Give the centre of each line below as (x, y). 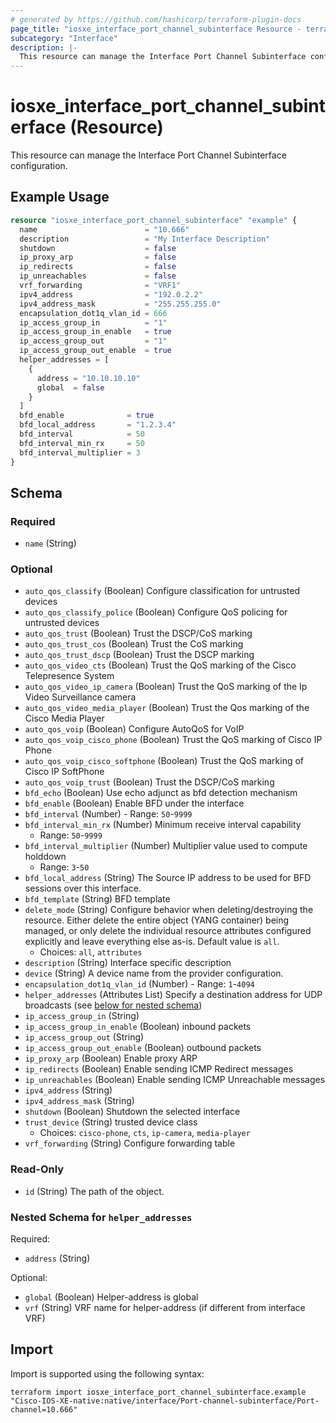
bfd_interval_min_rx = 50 (82, 443)
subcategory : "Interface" (64, 38)
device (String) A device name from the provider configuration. (154, 973)
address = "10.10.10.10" (88, 378)
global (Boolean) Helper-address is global (111, 1297)
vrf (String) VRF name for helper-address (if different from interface (165, 1308)
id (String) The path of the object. (94, 1191)
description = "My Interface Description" (145, 239)
